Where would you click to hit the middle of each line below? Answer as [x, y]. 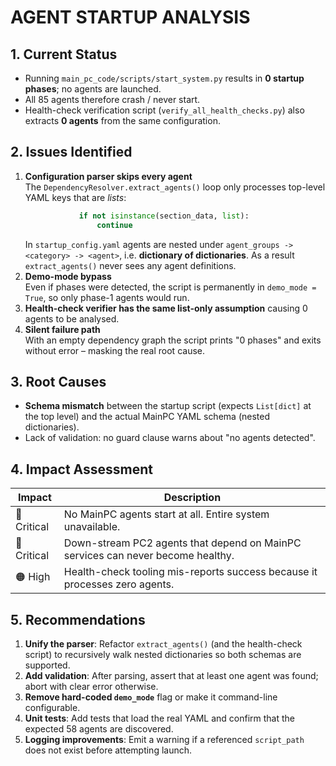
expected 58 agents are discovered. [99, 729]
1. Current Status [64, 54]
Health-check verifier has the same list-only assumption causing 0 [166, 308]
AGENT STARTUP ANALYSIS [130, 17]
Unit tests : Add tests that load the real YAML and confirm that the [159, 718]
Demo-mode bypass [68, 276]
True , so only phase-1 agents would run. [107, 297]
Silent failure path [62, 329]
